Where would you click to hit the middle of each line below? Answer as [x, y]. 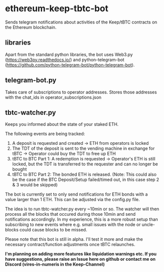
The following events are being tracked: [45, 134]
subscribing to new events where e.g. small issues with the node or [73, 225]
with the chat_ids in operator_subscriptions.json [53, 97]
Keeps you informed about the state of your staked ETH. [62, 124]
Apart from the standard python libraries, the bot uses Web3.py [69, 54]
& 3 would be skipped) [35, 185]
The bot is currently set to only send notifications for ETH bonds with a [76, 194]
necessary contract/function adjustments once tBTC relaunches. [70, 245]
